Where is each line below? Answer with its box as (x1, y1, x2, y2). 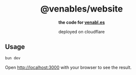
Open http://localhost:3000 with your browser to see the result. (5, 64, 132, 70)
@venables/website (40, 3, 123, 15)
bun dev (5, 56, 21, 60)
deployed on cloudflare (58, 29, 105, 34)
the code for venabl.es (58, 19, 105, 25)
